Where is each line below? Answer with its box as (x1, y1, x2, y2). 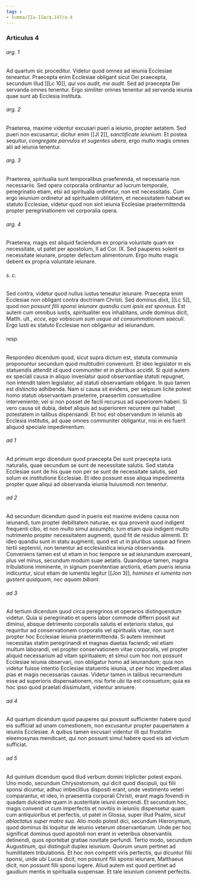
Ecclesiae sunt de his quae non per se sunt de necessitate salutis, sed (6, 468, 178, 475)
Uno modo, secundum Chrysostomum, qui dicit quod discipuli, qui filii (6, 779, 176, 786)
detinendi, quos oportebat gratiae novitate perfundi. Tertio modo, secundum (6, 836, 193, 844)
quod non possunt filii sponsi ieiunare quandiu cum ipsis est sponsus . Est (6, 303, 186, 310)
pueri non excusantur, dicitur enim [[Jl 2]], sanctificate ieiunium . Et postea (6, 130, 187, 137)
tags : (6, 8, 23, 15)
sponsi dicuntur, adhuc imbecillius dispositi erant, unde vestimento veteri (6, 786, 184, 793)
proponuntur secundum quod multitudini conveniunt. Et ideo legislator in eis (6, 360, 191, 367)
